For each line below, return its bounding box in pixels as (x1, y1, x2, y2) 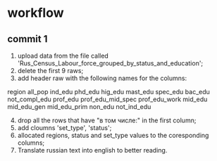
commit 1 (7, 33, 48, 45)
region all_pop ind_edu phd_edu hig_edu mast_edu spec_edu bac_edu (7, 88, 210, 96)
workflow (7, 5, 64, 21)
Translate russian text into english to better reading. (17, 146, 168, 154)
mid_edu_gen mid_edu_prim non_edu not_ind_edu (7, 103, 151, 110)
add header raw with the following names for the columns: (17, 74, 187, 82)
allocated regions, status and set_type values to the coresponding (17, 131, 209, 139)
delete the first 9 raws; (17, 67, 84, 75)
